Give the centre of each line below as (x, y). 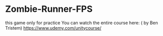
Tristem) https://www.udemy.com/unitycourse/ (53, 28)
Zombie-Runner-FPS (49, 9)
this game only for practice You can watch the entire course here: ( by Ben (81, 23)
